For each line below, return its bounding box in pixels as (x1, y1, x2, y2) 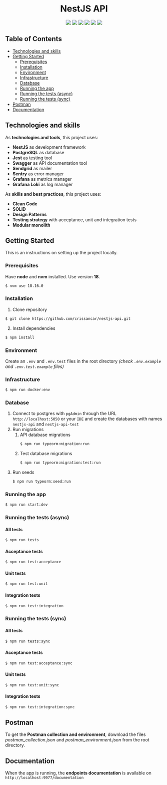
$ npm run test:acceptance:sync (5, 660, 72, 666)
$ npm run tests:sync (5, 639, 50, 644)
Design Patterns (12, 211, 47, 217)
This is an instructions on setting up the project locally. (5, 250, 118, 256)
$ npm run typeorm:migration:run (19, 442, 90, 447)
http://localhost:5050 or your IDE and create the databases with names (12, 416, 162, 422)
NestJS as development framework (12, 144, 86, 150)
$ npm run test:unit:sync (5, 682, 59, 687)
